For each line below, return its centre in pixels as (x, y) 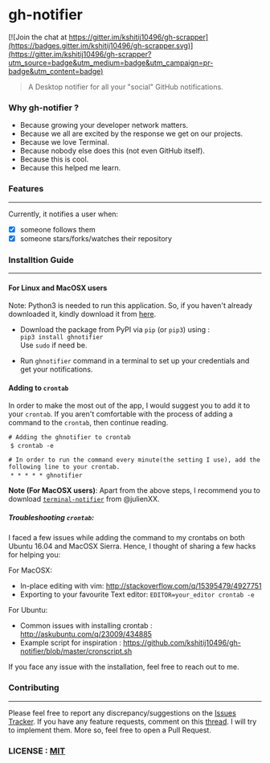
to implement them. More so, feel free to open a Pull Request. (110, 730)
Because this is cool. (54, 159)
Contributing (34, 687)
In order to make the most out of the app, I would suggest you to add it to (129, 406)
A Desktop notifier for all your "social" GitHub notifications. (125, 87)
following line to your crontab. (64, 467)
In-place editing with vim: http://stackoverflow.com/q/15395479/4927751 (141, 586)
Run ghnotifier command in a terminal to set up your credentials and (135, 361)
